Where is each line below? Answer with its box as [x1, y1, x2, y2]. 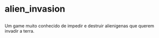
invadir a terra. [4, 28, 35, 34]
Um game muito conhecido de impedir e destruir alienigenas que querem [4, 23, 155, 29]
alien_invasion [4, 3, 66, 15]
